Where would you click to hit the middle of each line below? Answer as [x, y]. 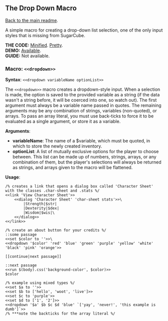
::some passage [21, 235]
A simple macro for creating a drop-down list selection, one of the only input [84, 30]
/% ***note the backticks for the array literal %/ [60, 314]
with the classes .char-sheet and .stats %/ [52, 191]
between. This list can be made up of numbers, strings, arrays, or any [84, 157]
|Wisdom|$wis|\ [39, 213]
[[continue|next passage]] [33, 257]
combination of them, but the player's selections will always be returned [87, 162]
